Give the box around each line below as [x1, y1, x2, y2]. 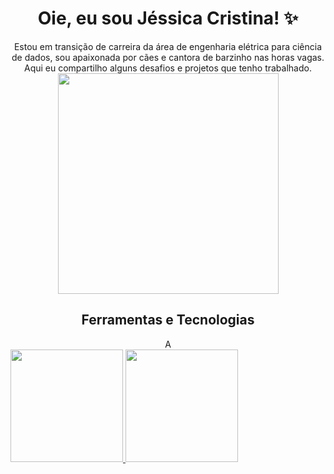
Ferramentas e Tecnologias [81, 312, 255, 329]
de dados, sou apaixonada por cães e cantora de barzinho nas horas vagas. [11, 51, 325, 63]
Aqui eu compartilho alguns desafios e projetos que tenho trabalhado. [24, 62, 312, 74]
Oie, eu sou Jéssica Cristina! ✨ [37, 7, 299, 30]
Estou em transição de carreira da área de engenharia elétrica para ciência [13, 40, 323, 52]
